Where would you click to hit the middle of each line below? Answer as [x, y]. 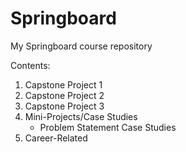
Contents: [30, 65]
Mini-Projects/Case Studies [81, 116]
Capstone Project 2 [64, 95]
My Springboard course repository [81, 46]
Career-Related [56, 138]
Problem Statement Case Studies [108, 127]
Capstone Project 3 [64, 106]
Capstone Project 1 [63, 84]
